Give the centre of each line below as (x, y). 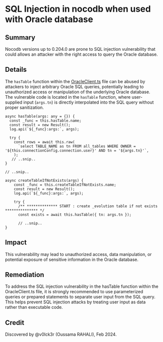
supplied (14, 102)
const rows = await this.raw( (45, 142)
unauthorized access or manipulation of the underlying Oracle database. (78, 92)
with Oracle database (49, 19)
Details (16, 70)
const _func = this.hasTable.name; (45, 121)
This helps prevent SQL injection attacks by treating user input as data (75, 302)
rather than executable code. (34, 307)
